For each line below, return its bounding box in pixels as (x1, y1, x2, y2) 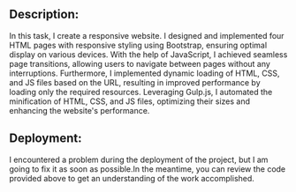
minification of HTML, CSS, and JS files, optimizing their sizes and (9, 96, 250, 107)
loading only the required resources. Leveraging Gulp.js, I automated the (9, 86, 273, 97)
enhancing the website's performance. (9, 105, 150, 115)
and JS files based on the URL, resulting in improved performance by (9, 77, 261, 87)
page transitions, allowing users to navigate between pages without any (9, 58, 271, 69)
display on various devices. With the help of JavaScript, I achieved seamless (9, 48, 288, 60)
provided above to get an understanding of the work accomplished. (9, 173, 254, 183)
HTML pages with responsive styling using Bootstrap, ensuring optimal (9, 40, 268, 50)
